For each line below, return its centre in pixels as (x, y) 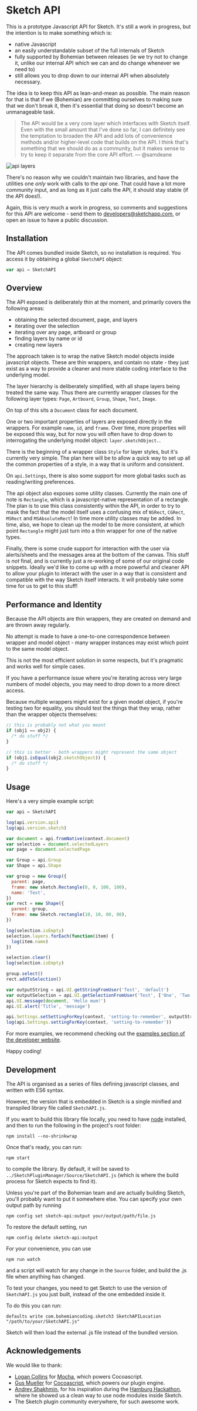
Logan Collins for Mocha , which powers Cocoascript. (79, 1376)
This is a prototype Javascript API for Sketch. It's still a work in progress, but (98, 26)
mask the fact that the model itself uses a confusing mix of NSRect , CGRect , (96, 512)
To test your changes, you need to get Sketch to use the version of (86, 1288)
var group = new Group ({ (36, 876)
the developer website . (34, 1040)
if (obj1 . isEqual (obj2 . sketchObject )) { (56, 758)
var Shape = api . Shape (34, 866)
